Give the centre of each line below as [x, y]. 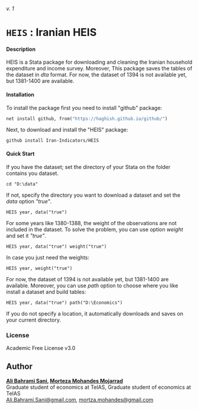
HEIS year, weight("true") [39, 268]
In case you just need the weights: [48, 257]
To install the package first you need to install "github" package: [84, 108]
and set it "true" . [26, 235]
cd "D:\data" [22, 184]
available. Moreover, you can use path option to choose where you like [92, 285]
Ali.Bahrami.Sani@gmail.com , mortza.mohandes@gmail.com [80, 400]
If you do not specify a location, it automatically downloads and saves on [95, 313]
